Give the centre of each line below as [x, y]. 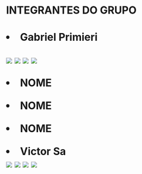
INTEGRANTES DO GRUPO [71, 10]
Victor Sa [43, 152]
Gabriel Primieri [59, 37]
